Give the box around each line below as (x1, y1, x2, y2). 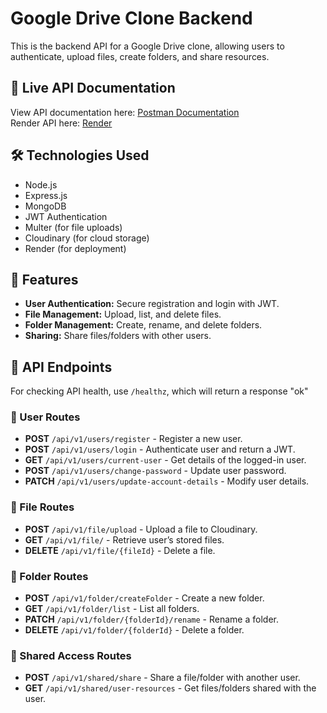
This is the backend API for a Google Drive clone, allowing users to (10, 40, 285, 52)
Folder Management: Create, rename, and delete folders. (24, 319, 263, 331)
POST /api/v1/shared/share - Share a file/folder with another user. (24, 672, 301, 684)
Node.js (24, 178, 58, 191)
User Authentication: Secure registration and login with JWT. (24, 298, 280, 310)
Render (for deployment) (24, 242, 127, 254)
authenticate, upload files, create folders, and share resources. (10, 50, 270, 62)
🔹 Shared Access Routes (10, 649, 132, 662)
